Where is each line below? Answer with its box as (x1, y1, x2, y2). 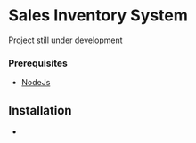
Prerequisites (8, 57, 68, 69)
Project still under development (8, 35, 123, 45)
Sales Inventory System (8, 5, 188, 26)
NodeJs (20, 77, 51, 88)
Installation (8, 103, 72, 118)
